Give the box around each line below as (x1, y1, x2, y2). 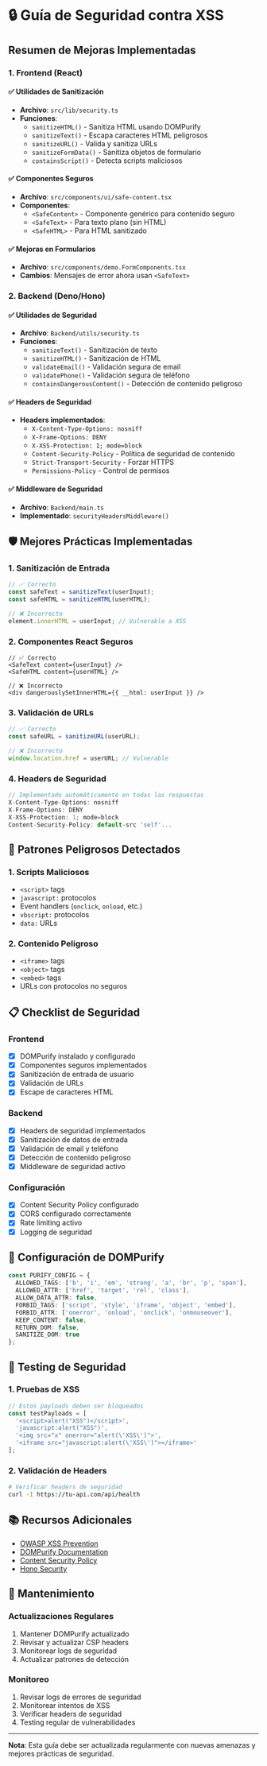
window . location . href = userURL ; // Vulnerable (8, 754, 169, 762)
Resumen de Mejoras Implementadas (8, 43, 196, 56)
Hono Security (19, 1563, 68, 1574)
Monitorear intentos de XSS (19, 1700, 110, 1710)
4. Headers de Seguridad (8, 773, 106, 784)
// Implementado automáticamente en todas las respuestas (8, 792, 204, 800)
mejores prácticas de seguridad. (8, 1749, 114, 1758)
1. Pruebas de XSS (8, 1384, 80, 1395)
